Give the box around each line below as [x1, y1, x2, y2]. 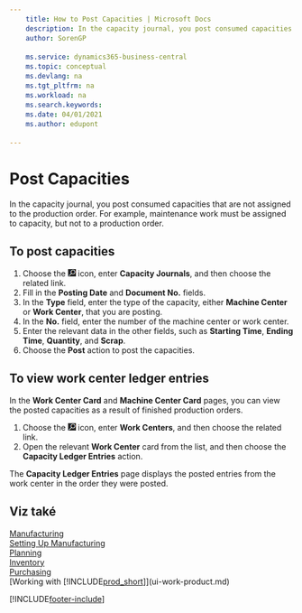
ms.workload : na [25, 90, 87, 99]
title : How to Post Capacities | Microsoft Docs [25, 14, 212, 23]
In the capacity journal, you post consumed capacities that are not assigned [9, 199, 291, 209]
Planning [9, 547, 42, 558]
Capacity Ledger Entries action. [22, 450, 143, 461]
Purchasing [9, 566, 52, 577]
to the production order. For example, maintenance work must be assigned [9, 209, 287, 219]
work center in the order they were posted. [9, 478, 169, 488]
